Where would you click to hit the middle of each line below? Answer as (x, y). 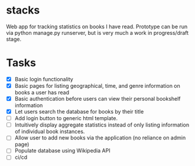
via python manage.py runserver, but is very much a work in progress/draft (97, 32)
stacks (23, 10)
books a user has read (42, 92)
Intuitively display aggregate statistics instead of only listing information (102, 125)
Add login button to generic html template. (66, 118)
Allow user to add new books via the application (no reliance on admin (100, 138)
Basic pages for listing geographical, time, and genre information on (97, 85)
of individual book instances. (50, 132)
